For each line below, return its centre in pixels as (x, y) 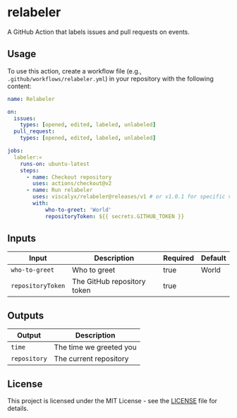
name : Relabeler (31, 99)
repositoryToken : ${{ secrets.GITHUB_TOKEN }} (115, 216)
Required (179, 258)
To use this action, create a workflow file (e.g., (75, 71)
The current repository (91, 359)
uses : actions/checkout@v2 (72, 184)
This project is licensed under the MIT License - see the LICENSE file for (112, 401)
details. (18, 408)
